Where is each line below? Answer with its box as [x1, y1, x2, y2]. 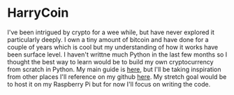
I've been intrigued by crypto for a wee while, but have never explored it [7, 28, 215, 36]
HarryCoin [7, 5, 69, 21]
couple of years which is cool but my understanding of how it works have [7, 43, 219, 51]
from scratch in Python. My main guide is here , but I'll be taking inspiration [7, 65, 221, 73]
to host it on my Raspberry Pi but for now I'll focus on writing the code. [7, 80, 211, 88]
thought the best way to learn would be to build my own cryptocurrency [7, 57, 214, 66]
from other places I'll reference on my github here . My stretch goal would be [7, 72, 227, 81]
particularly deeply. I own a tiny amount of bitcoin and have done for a [7, 35, 209, 43]
